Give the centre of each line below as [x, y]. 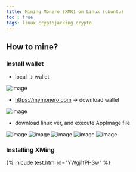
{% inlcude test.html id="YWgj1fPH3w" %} [58, 163]
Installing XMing [30, 149]
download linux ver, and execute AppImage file [72, 123]
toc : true [20, 17]
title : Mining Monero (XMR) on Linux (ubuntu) [65, 12]
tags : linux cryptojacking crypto [49, 23]
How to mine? [32, 47]
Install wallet [25, 64]
